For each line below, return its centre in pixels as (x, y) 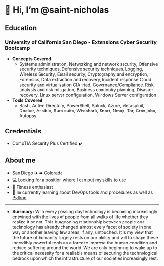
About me (20, 161)
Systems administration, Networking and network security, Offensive (89, 64)
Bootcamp (18, 48)
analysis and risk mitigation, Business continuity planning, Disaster (86, 89)
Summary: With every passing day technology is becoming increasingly (85, 211)
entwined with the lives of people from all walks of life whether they (80, 217)
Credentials (23, 131)
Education (21, 28)
